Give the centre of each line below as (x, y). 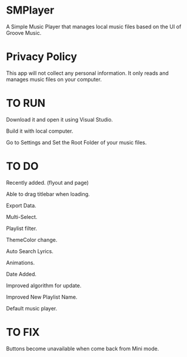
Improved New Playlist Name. (42, 297)
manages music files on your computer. (54, 79)
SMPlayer (30, 10)
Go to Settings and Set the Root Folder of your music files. (76, 142)
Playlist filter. (21, 228)
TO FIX (23, 332)
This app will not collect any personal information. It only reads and (87, 73)
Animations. (21, 263)
